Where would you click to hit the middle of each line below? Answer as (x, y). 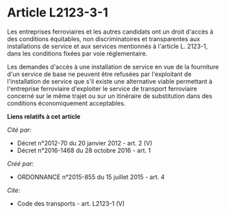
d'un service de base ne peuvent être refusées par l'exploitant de (99, 74)
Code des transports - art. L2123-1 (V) (71, 203)
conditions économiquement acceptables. (66, 103)
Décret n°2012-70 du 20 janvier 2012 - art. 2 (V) (85, 143)
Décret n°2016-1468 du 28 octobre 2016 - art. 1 (84, 150)
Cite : (14, 190)
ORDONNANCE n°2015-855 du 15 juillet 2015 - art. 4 (91, 177)
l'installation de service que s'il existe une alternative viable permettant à (110, 81)
